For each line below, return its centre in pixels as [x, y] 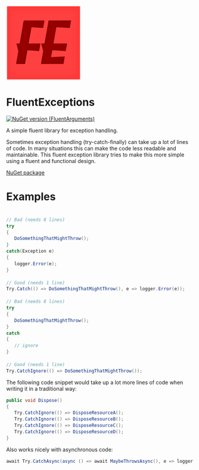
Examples [31, 197]
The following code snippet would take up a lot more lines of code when [95, 382]
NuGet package [25, 173]
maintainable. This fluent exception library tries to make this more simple [95, 155]
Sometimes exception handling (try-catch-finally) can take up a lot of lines [97, 142]
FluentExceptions [51, 102]
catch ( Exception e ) [30, 251]
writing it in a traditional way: [41, 388]
